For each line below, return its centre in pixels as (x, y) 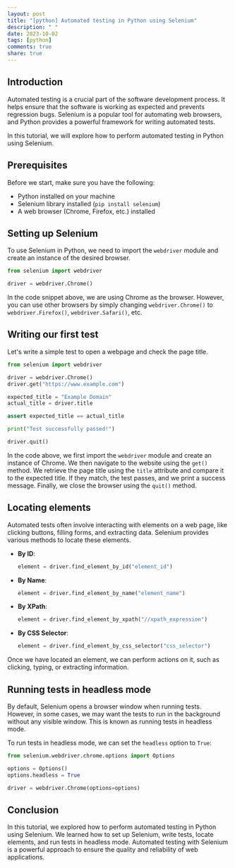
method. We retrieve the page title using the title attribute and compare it (116, 470)
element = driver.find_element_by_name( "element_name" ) (101, 593)
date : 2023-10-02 (33, 34)
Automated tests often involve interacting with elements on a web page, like (117, 524)
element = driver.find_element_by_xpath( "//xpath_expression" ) (113, 620)
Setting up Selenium (53, 233)
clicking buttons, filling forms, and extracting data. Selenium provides (108, 532)
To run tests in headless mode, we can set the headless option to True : (109, 743)
